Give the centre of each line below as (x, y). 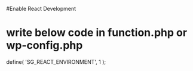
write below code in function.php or (96, 33)
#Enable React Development (41, 9)
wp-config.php (45, 46)
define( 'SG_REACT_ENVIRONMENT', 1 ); (56, 61)
